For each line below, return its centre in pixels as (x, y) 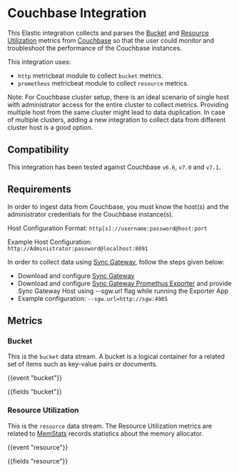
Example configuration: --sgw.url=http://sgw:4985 (92, 298)
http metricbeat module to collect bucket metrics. (91, 76)
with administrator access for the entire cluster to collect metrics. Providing (118, 104)
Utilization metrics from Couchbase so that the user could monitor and (111, 40)
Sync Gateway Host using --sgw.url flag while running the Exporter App (123, 291)
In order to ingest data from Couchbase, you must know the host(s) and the (118, 206)
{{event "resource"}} (38, 447)
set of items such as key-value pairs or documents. (83, 364)
